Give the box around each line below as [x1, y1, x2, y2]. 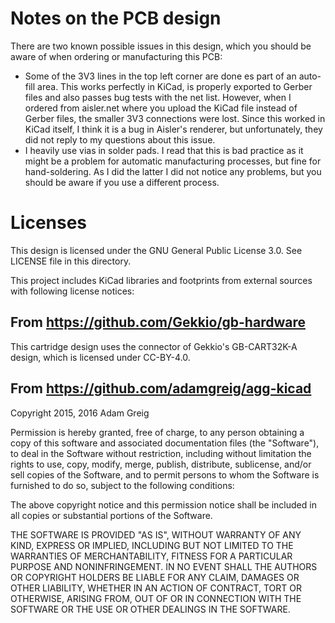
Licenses [10, 212, 88, 234]
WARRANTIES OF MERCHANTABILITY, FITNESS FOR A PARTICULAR [10, 550, 293, 562]
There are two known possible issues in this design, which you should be [10, 40, 312, 52]
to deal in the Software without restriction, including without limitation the [10, 447, 312, 459]
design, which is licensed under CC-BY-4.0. [10, 351, 191, 363]
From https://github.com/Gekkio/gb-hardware [10, 314, 306, 331]
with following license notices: [10, 285, 135, 297]
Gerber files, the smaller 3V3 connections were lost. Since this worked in [24, 112, 326, 124]
